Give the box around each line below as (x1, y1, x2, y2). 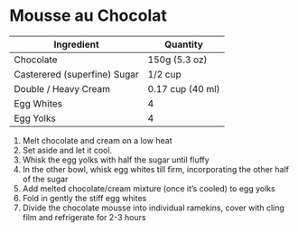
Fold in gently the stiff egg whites (22, 192, 147, 203)
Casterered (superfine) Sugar (14, 68, 140, 80)
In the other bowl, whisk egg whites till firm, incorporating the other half (22, 163, 290, 174)
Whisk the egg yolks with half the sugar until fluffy (22, 154, 210, 165)
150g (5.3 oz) (147, 53, 208, 66)
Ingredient (53, 38, 99, 51)
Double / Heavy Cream (14, 82, 111, 95)
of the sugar (22, 173, 69, 184)
